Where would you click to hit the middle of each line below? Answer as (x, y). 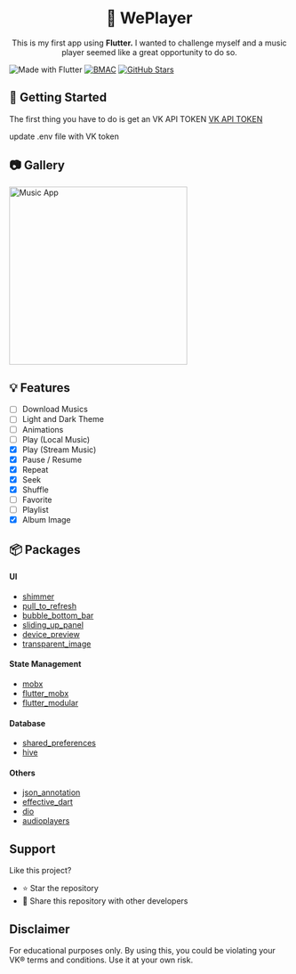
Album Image (46, 520)
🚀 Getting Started (58, 97)
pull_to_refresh (49, 605)
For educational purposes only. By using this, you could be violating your (142, 950)
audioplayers (46, 821)
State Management (45, 664)
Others (22, 773)
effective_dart (48, 802)
